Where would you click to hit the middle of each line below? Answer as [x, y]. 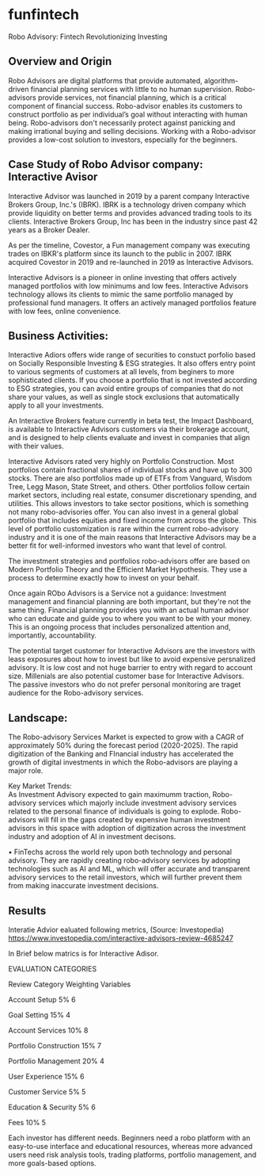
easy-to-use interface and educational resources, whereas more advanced [131, 1146]
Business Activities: [59, 336]
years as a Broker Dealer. [49, 230]
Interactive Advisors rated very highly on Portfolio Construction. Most [121, 462]
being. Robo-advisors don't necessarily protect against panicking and [122, 123]
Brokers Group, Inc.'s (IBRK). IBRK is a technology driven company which [127, 205]
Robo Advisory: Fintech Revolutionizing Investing [88, 36]
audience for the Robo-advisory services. [76, 693]
